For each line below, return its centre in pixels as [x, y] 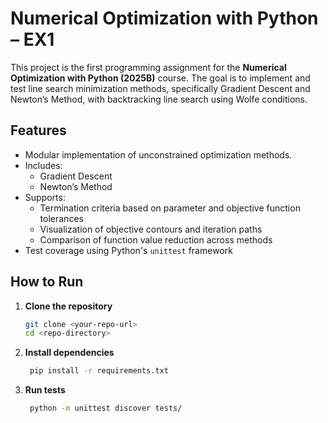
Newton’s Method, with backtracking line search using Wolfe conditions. [159, 99]
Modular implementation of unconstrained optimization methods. [158, 154]
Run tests [45, 390]
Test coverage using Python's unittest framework [128, 250]
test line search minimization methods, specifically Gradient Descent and [160, 88]
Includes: [43, 165]
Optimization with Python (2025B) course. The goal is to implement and [160, 78]
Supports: [45, 197]
